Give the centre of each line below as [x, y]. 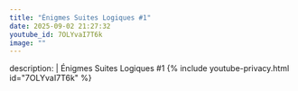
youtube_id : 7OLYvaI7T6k [56, 34]
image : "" [28, 43]
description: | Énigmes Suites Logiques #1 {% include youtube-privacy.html [149, 68]
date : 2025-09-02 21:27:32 [60, 26]
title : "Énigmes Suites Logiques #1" [80, 18]
